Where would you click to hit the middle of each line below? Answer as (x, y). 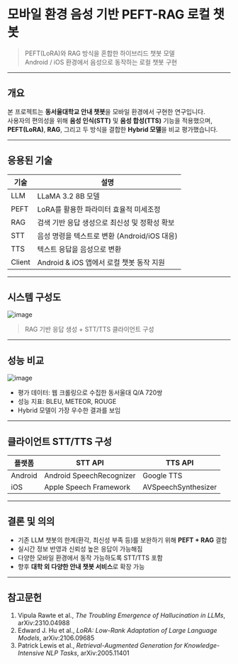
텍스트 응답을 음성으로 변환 (79, 249)
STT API (90, 463)
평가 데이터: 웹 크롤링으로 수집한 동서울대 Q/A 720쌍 (90, 393)
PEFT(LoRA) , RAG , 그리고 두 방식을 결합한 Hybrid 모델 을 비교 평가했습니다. (113, 129)
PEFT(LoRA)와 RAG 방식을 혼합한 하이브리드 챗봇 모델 (100, 53)
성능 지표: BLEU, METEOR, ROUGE (67, 402)
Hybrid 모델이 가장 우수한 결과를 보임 (69, 410)
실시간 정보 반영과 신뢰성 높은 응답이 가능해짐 (80, 548)
